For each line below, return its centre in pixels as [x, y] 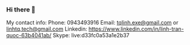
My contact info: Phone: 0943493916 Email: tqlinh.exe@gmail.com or [92, 23]
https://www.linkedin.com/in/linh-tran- [136, 29]
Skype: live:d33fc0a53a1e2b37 [91, 35]
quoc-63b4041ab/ [29, 35]
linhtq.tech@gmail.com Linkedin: [47, 29]
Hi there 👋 [21, 10]
